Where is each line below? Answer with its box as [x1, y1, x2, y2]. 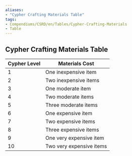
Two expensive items [45, 118, 96, 125]
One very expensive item [45, 134, 104, 141]
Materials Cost [58, 60, 94, 67]
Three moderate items [45, 101, 98, 108]
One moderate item [45, 85, 91, 92]
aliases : [5, 7, 24, 13]
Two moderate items [45, 93, 94, 100]
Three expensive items [45, 126, 99, 133]
